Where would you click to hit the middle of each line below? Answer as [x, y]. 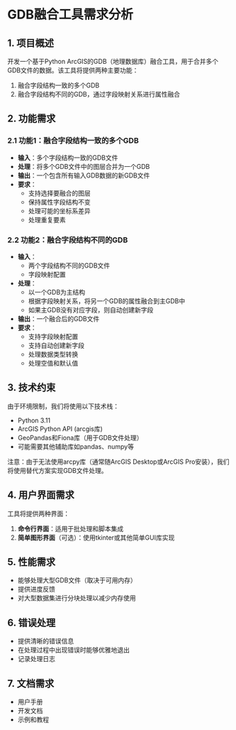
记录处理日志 [36, 659]
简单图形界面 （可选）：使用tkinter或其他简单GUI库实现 [96, 538]
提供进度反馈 [36, 589]
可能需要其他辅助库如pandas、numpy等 [76, 446]
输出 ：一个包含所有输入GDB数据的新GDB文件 [84, 175]
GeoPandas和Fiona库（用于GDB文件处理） [80, 437]
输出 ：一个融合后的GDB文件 [58, 318]
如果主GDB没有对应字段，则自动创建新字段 [91, 310]
